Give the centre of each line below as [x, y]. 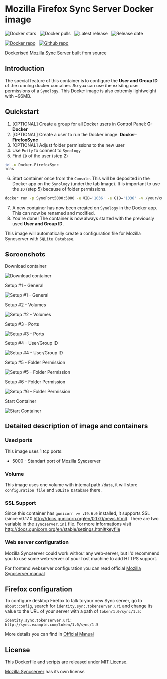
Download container [26, 266]
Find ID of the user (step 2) [40, 156]
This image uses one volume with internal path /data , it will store [71, 484]
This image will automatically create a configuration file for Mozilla [73, 233]
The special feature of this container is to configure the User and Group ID [81, 80]
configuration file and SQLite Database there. [54, 490]
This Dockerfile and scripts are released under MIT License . [66, 662]
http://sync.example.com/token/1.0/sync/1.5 [52, 625]
